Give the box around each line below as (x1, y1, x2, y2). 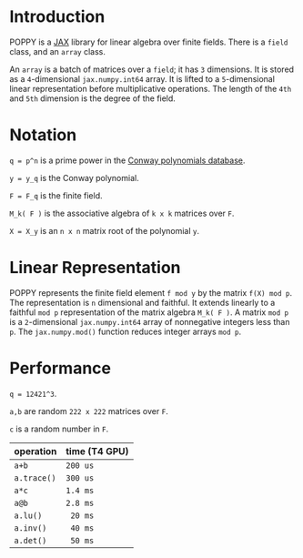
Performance (9, 358, 112, 379)
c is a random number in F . (9, 423, 109, 434)
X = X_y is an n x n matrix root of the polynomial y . (9, 225, 200, 236)
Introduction (9, 6, 106, 27)
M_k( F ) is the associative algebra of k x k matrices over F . (9, 208, 235, 218)
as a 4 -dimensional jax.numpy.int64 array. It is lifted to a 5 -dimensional (9, 73, 276, 84)
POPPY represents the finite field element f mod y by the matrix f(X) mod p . (9, 287, 293, 298)
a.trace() (14, 472, 56, 483)
